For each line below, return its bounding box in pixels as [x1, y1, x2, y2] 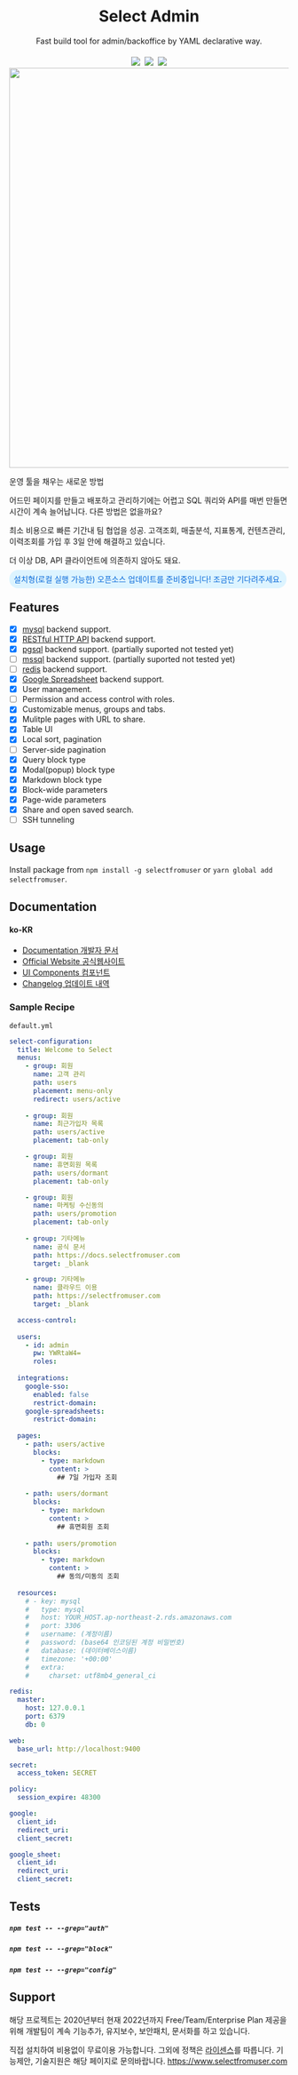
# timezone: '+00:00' [25, 1655, 114, 1664]
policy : [9, 1784, 38, 1794]
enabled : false [32, 1390, 90, 1399]
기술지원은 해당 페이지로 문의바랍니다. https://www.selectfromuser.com [35, 2055, 288, 2066]
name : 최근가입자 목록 [32, 1120, 104, 1129]
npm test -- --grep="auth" [9, 1924, 109, 1934]
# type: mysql [25, 1605, 86, 1614]
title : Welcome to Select [17, 1045, 114, 1054]
